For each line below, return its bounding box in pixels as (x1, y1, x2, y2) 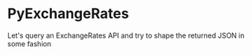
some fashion (7, 38, 52, 48)
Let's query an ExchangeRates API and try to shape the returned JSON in (7, 31, 245, 40)
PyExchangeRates (7, 5, 129, 23)
